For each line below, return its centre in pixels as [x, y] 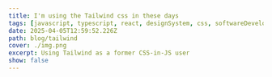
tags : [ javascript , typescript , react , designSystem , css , [110, 23]
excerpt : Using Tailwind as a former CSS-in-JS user [99, 53]
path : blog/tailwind [43, 38]
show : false [28, 61]
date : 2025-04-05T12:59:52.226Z [63, 30]
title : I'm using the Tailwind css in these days [94, 16]
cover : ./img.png [38, 46]
